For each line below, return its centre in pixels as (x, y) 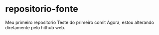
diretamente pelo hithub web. (35, 27)
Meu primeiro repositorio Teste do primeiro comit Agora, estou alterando (80, 22)
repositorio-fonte (42, 9)
